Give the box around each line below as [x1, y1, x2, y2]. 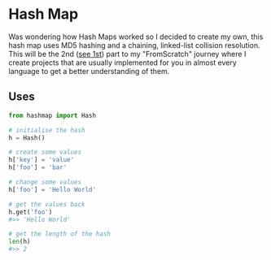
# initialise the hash [8, 126, 85, 134]
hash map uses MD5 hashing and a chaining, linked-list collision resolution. [8, 40, 260, 50]
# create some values [8, 148, 82, 157]
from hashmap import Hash [8, 111, 96, 119]
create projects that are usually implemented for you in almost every [8, 58, 238, 67]
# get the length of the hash [8, 230, 111, 238]
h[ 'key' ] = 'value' [8, 156, 75, 164]
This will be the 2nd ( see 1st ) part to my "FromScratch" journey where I [8, 49, 247, 58]
